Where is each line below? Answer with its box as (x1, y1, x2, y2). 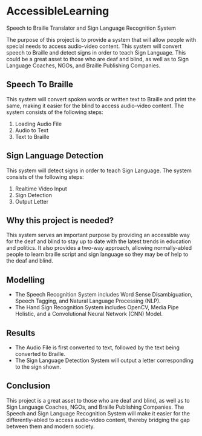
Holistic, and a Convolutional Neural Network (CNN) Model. (15, 310, 163, 318)
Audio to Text (15, 126, 49, 134)
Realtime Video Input (15, 185, 68, 192)
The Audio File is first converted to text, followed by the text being (15, 344, 180, 351)
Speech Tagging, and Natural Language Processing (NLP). (15, 297, 161, 304)
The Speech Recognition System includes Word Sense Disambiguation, (15, 291, 193, 298)
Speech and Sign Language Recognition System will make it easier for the (6, 409, 191, 417)
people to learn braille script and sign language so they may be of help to (6, 250, 189, 258)
